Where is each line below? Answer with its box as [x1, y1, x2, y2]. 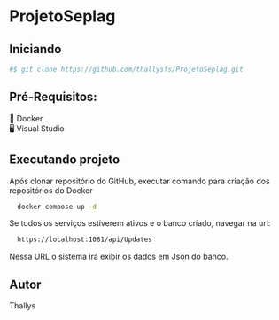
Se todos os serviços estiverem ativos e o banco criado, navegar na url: [9, 218, 271, 229]
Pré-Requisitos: [9, 90, 97, 105]
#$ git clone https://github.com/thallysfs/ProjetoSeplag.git [9, 65, 244, 74]
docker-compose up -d [17, 202, 97, 211]
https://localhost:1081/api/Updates [17, 235, 152, 245]
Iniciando [9, 42, 62, 57]
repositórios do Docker [9, 184, 93, 196]
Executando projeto [9, 152, 120, 168]
